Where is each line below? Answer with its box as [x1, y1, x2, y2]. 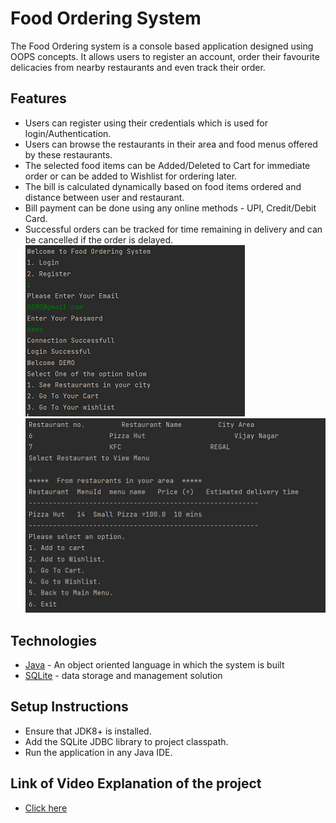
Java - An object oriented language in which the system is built [24, 659, 285, 671]
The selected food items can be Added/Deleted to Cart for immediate [24, 159, 311, 171]
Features [10, 90, 67, 107]
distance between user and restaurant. [24, 191, 185, 203]
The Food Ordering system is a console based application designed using [10, 40, 314, 52]
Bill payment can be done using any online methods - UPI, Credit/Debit [24, 202, 317, 214]
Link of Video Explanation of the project [10, 775, 262, 792]
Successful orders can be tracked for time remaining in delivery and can [24, 223, 323, 235]
